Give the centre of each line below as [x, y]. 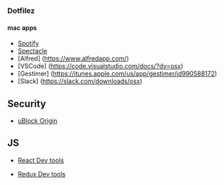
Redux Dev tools [41, 174]
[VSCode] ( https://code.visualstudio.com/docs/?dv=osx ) [100, 66]
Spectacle [32, 51]
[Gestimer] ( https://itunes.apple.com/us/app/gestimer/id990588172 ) [117, 74]
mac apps [22, 28]
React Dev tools [41, 160]
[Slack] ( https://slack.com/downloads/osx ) [80, 81]
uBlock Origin [38, 120]
